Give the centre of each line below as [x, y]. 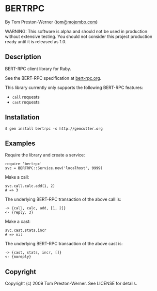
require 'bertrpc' [24, 164]
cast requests [26, 102]
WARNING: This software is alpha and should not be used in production [76, 31]
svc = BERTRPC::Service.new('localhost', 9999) [54, 168]
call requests [26, 97]
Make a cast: [18, 222]
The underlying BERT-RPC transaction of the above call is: [63, 199]
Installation [22, 117]
